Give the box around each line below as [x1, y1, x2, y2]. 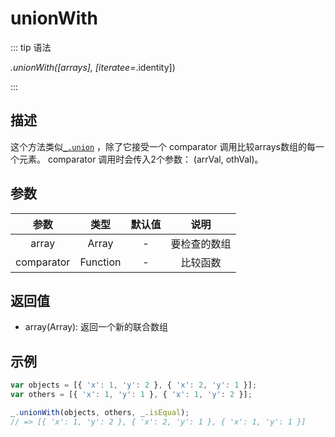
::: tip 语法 [10, 41, 52, 53]
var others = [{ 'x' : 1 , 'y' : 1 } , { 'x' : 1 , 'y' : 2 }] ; [10, 390, 253, 400]
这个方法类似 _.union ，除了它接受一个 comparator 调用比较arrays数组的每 [10, 140, 316, 152]
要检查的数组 [170, 237, 232, 251]
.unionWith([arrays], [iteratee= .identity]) [10, 61, 176, 73]
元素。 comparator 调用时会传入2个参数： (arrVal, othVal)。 [18, 153, 264, 165]
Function [79, 255, 122, 269]
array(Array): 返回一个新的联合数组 [24, 321, 169, 333]
